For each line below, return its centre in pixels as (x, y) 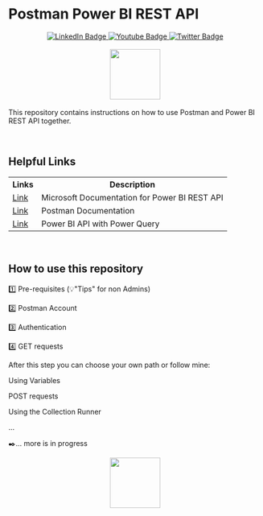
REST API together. (40, 121)
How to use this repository (76, 269)
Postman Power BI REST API (104, 14)
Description (132, 184)
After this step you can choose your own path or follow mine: (109, 365)
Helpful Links (42, 162)
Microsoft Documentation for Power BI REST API (132, 197)
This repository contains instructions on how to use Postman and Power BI (132, 112)
